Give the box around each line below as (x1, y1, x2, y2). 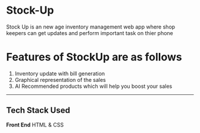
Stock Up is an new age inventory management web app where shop (6, 23, 176, 30)
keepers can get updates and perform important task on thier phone (6, 29, 174, 36)
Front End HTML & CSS (6, 121, 64, 128)
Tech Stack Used (6, 105, 70, 116)
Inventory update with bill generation (14, 69, 105, 77)
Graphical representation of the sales (14, 76, 106, 83)
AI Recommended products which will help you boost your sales (14, 83, 173, 90)
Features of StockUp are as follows (6, 50, 183, 64)
